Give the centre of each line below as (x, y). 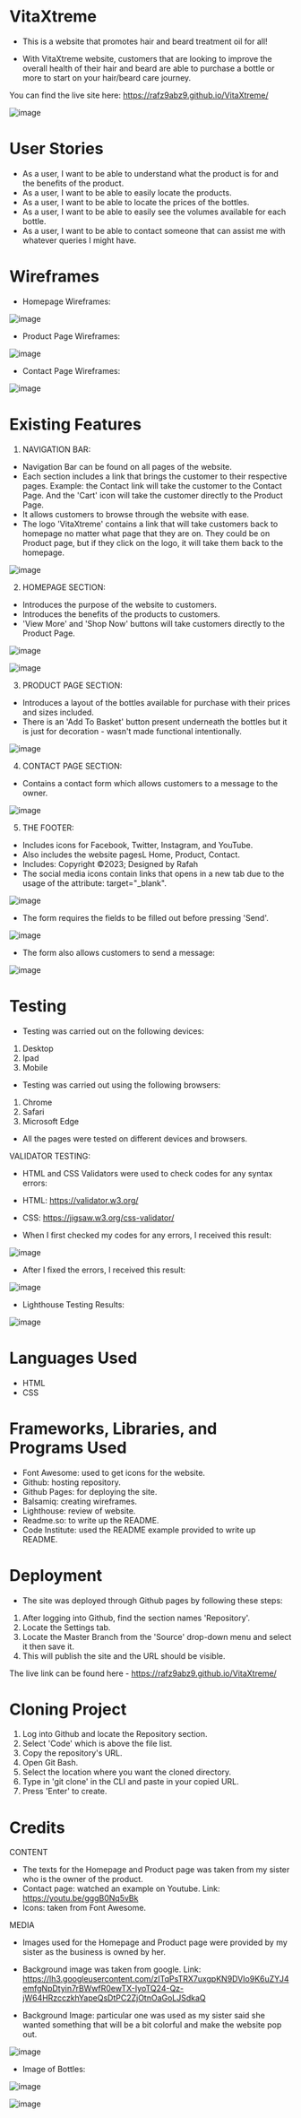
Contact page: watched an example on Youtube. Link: (121, 1888)
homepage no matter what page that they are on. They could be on (146, 533)
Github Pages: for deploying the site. (90, 1491)
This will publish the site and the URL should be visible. (124, 1655)
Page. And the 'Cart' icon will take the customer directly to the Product (153, 495)
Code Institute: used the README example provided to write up (139, 1530)
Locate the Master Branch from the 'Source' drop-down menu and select (157, 1636)
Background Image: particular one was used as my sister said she (144, 2016)
